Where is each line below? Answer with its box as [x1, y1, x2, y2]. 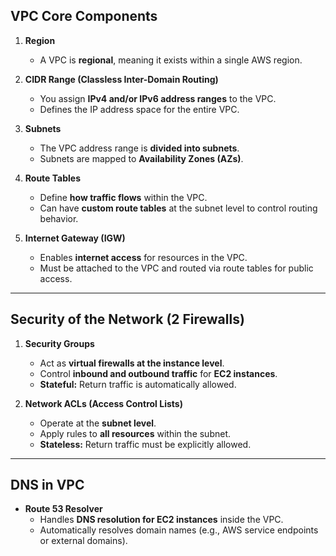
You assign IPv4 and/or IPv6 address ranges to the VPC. [39, 92, 277, 104]
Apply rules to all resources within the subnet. [39, 427, 232, 439]
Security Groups [24, 337, 95, 349]
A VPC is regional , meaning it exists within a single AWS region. [39, 54, 303, 66]
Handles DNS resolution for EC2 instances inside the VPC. [39, 514, 284, 526]
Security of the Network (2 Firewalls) [10, 311, 245, 328]
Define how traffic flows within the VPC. [39, 191, 208, 203]
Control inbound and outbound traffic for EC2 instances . [39, 367, 278, 379]
